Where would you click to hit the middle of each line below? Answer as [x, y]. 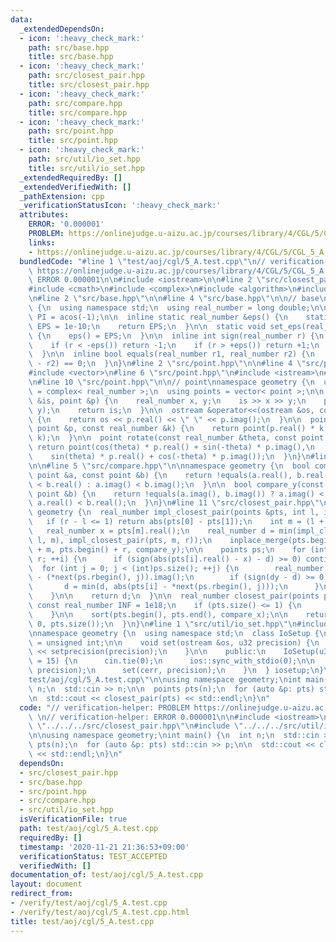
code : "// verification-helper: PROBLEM [104, 707]
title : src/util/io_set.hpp [86, 168]
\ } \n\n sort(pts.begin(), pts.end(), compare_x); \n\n [158, 614]
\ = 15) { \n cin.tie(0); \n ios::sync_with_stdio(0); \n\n [171, 661]
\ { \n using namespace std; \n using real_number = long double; [169, 308]
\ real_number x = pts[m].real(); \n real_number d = [151, 531]
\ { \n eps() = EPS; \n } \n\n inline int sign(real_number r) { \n [176, 336]
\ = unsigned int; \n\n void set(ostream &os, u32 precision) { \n [174, 642]
